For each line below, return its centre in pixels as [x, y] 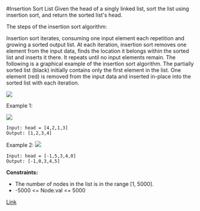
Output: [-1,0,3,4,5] [33, 161]
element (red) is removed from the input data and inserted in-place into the [99, 76]
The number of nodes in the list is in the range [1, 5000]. [84, 184]
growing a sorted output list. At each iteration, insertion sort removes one [96, 45]
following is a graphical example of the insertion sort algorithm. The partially [100, 64]
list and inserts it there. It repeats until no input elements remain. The [91, 57]
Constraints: [22, 172]
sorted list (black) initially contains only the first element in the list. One [94, 70]
